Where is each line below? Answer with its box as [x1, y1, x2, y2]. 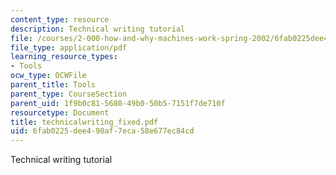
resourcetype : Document [10, 107, 110, 118]
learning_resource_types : [10, 52, 118, 62]
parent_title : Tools [10, 80, 97, 90]
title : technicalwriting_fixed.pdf [10, 117, 159, 127]
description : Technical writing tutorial [10, 24, 186, 34]
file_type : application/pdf [10, 42, 128, 53]
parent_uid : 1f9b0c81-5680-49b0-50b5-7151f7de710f [10, 98, 226, 108]
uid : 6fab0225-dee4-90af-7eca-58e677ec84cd [10, 126, 195, 136]
